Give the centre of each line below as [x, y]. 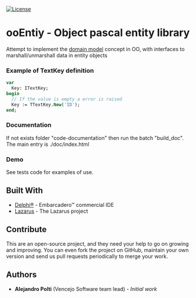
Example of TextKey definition [50, 71]
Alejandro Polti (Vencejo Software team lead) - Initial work [86, 289]
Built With [24, 191]
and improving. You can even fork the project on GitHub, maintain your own [98, 250]
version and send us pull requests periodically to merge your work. [87, 256]
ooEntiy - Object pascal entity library [98, 33]
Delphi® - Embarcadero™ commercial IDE [64, 205]
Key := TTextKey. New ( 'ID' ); [46, 105]
